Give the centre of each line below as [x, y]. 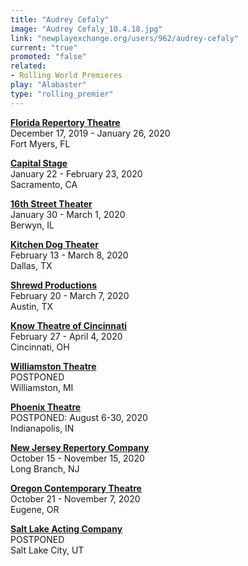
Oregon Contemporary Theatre [76, 488]
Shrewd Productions [54, 285]
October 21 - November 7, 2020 [75, 498]
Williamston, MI [42, 387]
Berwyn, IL [32, 225]
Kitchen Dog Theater [54, 244]
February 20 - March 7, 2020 [70, 295]
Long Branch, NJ [45, 468]
